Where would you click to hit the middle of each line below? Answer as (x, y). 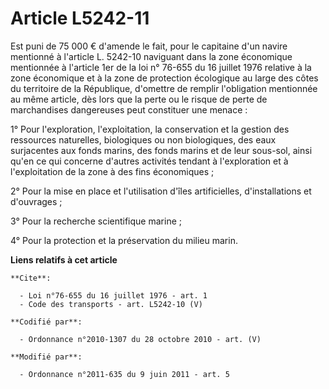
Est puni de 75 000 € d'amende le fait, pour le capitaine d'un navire (149, 46)
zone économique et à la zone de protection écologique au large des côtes (164, 78)
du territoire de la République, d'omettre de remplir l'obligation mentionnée (164, 88)
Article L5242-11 (80, 18)
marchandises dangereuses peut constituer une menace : (129, 109)
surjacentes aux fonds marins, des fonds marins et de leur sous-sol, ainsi (161, 150)
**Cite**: (31, 278)
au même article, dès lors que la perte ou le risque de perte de (139, 99)
